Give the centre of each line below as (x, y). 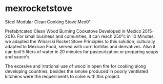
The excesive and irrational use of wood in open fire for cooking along (76, 66)
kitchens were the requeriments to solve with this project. (63, 76)
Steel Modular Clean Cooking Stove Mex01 (48, 22)
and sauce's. (18, 56)
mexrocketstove (39, 8)
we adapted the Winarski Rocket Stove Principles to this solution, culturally (80, 41)
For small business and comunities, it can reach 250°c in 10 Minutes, (86, 36)
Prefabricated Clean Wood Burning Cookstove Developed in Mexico (73, 31)
